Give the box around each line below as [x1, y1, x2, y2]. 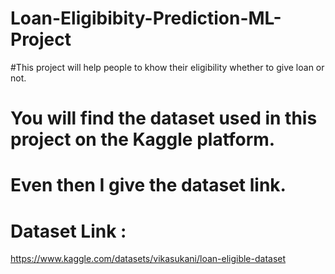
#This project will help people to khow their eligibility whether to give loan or [10, 61, 325, 73]
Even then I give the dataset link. [10, 174, 287, 197]
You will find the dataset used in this [10, 107, 318, 130]
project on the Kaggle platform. [10, 128, 276, 151]
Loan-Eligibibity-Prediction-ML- [10, 7, 282, 30]
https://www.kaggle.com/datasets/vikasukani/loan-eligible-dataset [10, 253, 287, 265]
